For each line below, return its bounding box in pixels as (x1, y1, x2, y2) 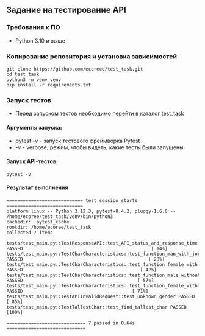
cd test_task (6, 71, 40, 77)
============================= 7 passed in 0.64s (6, 320, 135, 326)
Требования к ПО (6, 23, 60, 32)
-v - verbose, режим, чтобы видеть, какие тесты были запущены (15, 144, 184, 151)
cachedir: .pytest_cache (6, 219, 70, 225)
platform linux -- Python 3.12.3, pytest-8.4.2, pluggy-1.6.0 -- (6, 208, 176, 214)
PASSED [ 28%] (6, 256, 165, 262)
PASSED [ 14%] (6, 245, 168, 251)
